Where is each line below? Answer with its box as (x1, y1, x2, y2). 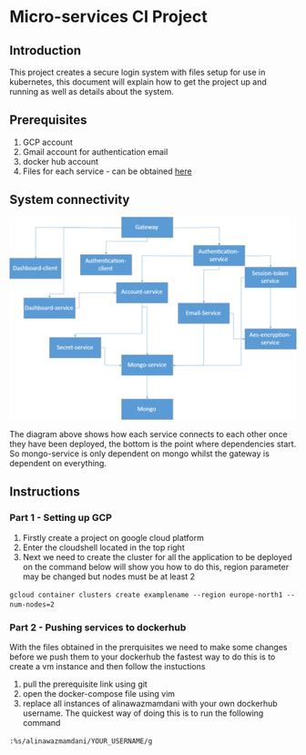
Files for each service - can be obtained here (22, 166, 193, 177)
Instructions (9, 485, 80, 500)
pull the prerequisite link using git (22, 678, 148, 689)
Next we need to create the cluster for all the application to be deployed (22, 551, 293, 562)
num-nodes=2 (9, 599, 55, 609)
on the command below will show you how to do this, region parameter (22, 561, 290, 572)
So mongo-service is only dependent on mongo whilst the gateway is (9, 448, 270, 459)
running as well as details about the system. (9, 87, 175, 97)
